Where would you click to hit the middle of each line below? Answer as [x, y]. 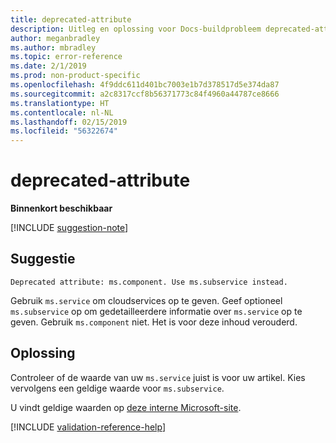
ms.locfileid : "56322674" [64, 131]
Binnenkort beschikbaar [61, 208]
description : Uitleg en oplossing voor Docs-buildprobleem [136, 29]
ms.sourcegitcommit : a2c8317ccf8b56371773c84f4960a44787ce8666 [145, 94]
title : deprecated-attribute [71, 19]
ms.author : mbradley [53, 47]
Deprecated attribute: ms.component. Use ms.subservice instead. [149, 282]
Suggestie [43, 259]
